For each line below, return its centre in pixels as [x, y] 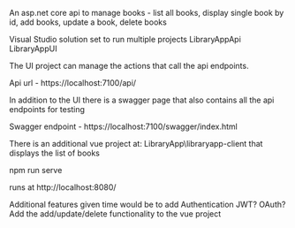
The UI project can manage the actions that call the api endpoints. [129, 66]
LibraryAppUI [33, 49]
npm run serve [36, 170]
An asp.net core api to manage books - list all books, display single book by [147, 13]
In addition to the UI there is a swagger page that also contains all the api [142, 100]
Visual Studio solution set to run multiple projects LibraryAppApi [125, 39]
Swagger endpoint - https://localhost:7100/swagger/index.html [124, 126]
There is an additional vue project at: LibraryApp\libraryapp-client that [136, 144]
